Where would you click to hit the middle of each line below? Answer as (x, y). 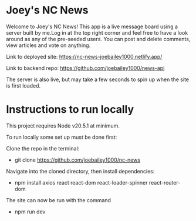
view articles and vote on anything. (48, 45)
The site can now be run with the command (59, 200)
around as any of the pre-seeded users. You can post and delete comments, (98, 39)
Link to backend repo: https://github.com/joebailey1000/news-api (85, 68)
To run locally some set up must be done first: (62, 137)
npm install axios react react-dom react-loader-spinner (81, 182)
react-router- (165, 182)
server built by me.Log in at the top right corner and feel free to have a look (97, 32)
